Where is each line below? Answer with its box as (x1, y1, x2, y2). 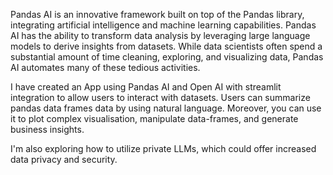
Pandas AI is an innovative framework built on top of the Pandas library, (10, 9, 305, 20)
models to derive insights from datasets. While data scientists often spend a (10, 40, 323, 52)
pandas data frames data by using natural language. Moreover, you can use (10, 102, 322, 114)
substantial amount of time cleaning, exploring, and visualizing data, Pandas (10, 51, 324, 63)
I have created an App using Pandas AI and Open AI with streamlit (10, 81, 282, 93)
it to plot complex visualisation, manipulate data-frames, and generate (10, 113, 299, 124)
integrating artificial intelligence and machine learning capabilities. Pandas (10, 19, 317, 31)
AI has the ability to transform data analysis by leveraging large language (10, 30, 311, 41)
